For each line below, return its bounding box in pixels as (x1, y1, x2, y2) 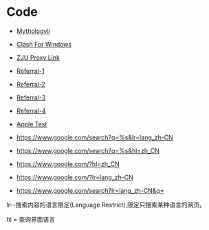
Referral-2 (16, 80, 46, 88)
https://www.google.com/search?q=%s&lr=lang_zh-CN (16, 133, 173, 141)
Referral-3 (16, 93, 46, 102)
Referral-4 (16, 106, 46, 115)
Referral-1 (16, 67, 45, 75)
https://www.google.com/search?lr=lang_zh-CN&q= (16, 186, 164, 194)
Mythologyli (16, 27, 50, 35)
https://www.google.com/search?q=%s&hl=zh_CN (16, 146, 159, 154)
